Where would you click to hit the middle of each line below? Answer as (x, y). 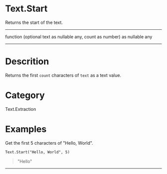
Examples (26, 129)
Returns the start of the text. (34, 22)
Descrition (27, 61)
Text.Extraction (21, 109)
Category (25, 95)
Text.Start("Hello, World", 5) (38, 152)
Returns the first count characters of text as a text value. (63, 75)
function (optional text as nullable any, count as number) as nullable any (79, 37)
